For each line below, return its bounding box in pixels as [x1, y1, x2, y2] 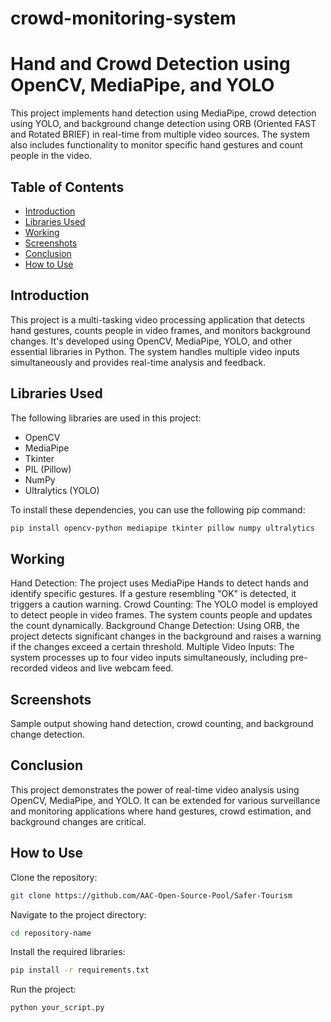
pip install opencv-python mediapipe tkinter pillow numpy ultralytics [10, 523, 315, 533]
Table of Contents [10, 178, 125, 196]
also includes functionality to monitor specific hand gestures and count [10, 139, 303, 151]
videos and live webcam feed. [49, 662, 174, 674]
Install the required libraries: [10, 946, 126, 958]
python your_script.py [10, 1003, 105, 1013]
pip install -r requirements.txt [10, 965, 150, 976]
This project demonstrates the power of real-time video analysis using [10, 783, 300, 796]
